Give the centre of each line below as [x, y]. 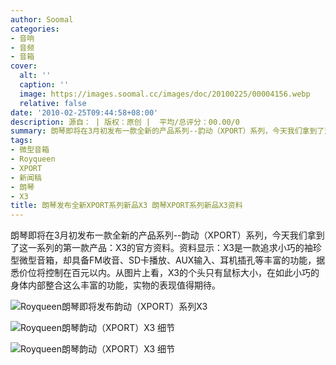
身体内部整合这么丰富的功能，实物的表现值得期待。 [115, 285]
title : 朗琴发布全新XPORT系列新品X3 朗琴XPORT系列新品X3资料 [126, 206]
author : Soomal [42, 19]
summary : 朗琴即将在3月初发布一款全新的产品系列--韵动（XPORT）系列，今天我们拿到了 [167, 131]
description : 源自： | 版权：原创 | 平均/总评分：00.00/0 [125, 122]
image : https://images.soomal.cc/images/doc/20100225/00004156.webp [165, 94]
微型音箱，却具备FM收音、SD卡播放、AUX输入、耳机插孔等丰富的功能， [167, 260]
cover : [24, 66]
